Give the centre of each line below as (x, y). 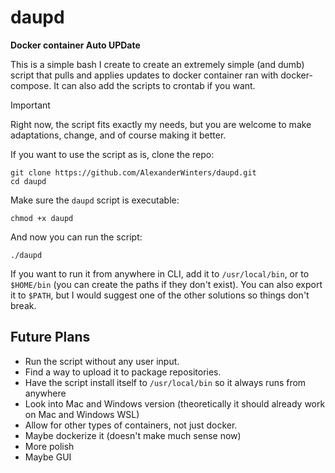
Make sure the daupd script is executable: (95, 200)
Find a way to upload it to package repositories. (123, 372)
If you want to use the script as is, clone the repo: (112, 154)
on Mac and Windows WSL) (82, 414)
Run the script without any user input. (102, 361)
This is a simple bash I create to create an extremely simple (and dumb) (157, 64)
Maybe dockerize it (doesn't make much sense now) (133, 435)
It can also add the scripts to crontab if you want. (154, 85)
